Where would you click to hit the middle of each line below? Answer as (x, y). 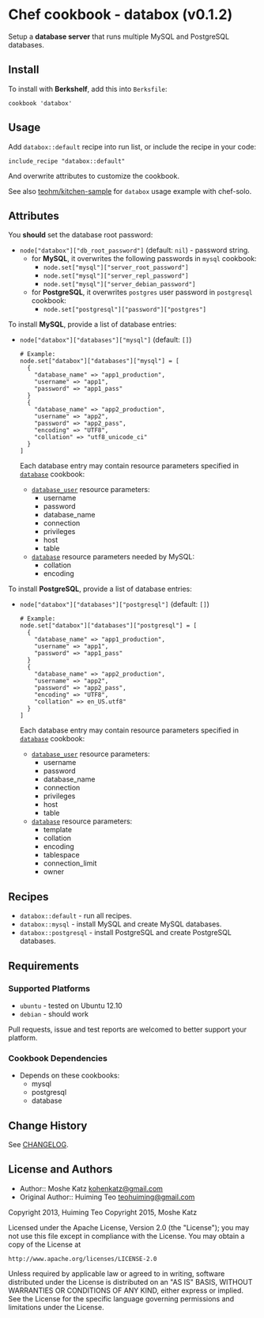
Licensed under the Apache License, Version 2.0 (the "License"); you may (129, 1227)
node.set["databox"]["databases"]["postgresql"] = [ (108, 626)
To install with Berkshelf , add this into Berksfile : (88, 89)
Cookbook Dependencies (58, 1058)
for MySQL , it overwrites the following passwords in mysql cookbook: (144, 259)
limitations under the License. (56, 1307)
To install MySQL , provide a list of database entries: (92, 324)
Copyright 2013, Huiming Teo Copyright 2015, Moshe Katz (103, 1212)
